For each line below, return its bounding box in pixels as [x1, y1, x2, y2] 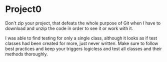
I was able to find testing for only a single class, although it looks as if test [5, 35, 157, 41]
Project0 [5, 3, 41, 15]
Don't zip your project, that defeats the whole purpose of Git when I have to [5, 20, 161, 26]
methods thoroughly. [5, 51, 48, 57]
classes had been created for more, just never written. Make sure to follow [5, 40, 158, 46]
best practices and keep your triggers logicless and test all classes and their [5, 45, 162, 51]
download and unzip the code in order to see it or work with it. [5, 25, 133, 31]
